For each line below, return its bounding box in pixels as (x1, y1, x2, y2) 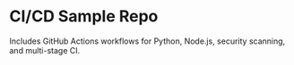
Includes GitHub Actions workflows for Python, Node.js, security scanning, (9, 36, 286, 46)
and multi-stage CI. (9, 45, 81, 55)
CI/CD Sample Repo (9, 6, 159, 27)
